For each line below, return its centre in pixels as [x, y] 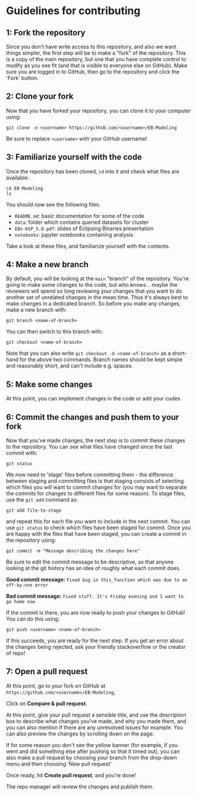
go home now [21, 602]
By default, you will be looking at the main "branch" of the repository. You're [98, 278]
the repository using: [31, 540]
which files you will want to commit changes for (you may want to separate [96, 487]
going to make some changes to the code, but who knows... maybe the [92, 285]
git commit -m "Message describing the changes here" [73, 551]
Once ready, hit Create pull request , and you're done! [71, 775]
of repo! [16, 653]
